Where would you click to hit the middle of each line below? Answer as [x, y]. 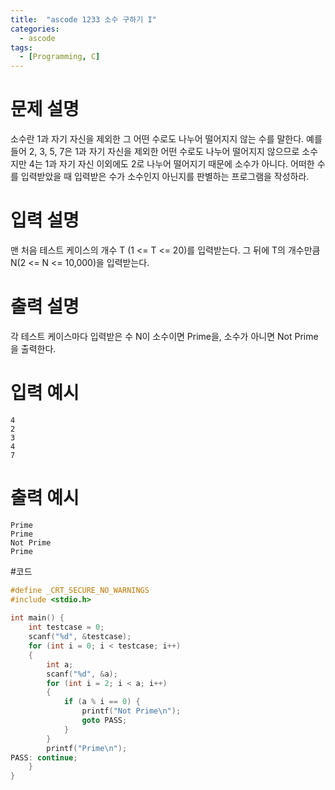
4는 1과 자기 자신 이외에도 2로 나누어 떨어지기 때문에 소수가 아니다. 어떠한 [171, 164]
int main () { [37, 618]
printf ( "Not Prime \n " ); [131, 711]
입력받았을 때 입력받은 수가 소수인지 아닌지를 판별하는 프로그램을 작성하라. [165, 177]
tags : [21, 47]
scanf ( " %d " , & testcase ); [80, 637]
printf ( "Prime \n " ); [87, 748]
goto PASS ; [104, 721]
